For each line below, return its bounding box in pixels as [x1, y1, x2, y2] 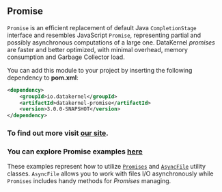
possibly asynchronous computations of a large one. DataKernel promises [7, 38, 215, 47]
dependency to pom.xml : [7, 73, 79, 82]
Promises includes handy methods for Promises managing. [7, 177, 171, 185]
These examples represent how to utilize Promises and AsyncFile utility [7, 163, 206, 171]
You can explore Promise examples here [7, 147, 143, 156]
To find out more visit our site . [7, 128, 109, 138]
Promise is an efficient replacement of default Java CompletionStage [7, 23, 197, 32]
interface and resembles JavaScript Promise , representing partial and [7, 31, 202, 39]
